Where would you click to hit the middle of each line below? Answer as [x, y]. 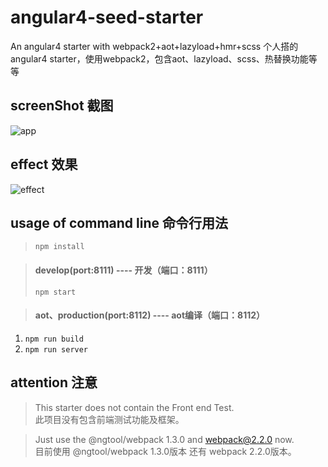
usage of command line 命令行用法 [119, 222]
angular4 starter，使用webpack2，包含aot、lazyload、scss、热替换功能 [159, 58]
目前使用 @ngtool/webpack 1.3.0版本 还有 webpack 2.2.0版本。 [165, 451]
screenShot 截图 [62, 106]
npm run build [54, 339]
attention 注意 [54, 382]
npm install [59, 247]
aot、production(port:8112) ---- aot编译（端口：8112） [150, 315]
